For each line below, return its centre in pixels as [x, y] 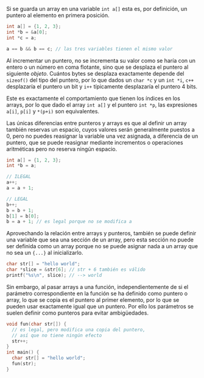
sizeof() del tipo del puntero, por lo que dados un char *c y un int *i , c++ [100, 80]
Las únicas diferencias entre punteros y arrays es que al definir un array [97, 123]
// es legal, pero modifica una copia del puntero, [79, 330]
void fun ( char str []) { [37, 324]
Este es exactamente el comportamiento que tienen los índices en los [93, 98]
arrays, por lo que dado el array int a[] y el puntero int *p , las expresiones [102, 105]
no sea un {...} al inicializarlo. [45, 253]
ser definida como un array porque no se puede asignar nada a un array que [102, 246]
